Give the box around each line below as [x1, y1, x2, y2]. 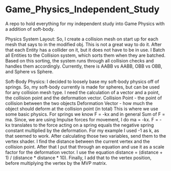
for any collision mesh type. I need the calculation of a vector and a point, [5, 89, 160, 95]
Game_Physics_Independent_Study [5, 4, 160, 15]
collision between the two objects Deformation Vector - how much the [5, 100, 153, 106]
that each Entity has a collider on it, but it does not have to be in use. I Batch [5, 47, 165, 53]
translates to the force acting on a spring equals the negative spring [11, 122, 154, 128]
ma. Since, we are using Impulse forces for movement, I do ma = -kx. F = [5, 116, 159, 122]
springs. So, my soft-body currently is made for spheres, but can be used [5, 83, 160, 90]
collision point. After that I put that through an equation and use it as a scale [5, 143, 164, 149]
